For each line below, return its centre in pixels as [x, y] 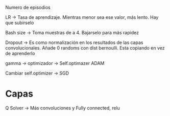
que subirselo [20, 23]
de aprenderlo [20, 53]
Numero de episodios [28, 7]
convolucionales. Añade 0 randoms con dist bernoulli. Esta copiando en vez [85, 48]
